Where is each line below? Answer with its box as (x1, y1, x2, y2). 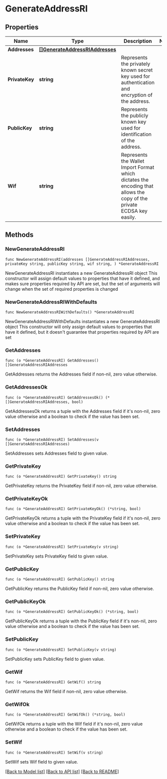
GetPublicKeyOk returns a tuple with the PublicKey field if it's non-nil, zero (5, 618, 158, 624)
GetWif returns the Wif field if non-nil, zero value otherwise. (5, 688, 128, 694)
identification (121, 131, 152, 138)
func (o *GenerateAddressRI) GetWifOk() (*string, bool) (5, 712, 126, 717)
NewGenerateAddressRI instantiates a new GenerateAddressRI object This (5, 270, 158, 276)
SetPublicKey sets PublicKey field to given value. (5, 656, 105, 662)
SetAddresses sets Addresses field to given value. (5, 450, 108, 456)
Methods (5, 230, 34, 239)
